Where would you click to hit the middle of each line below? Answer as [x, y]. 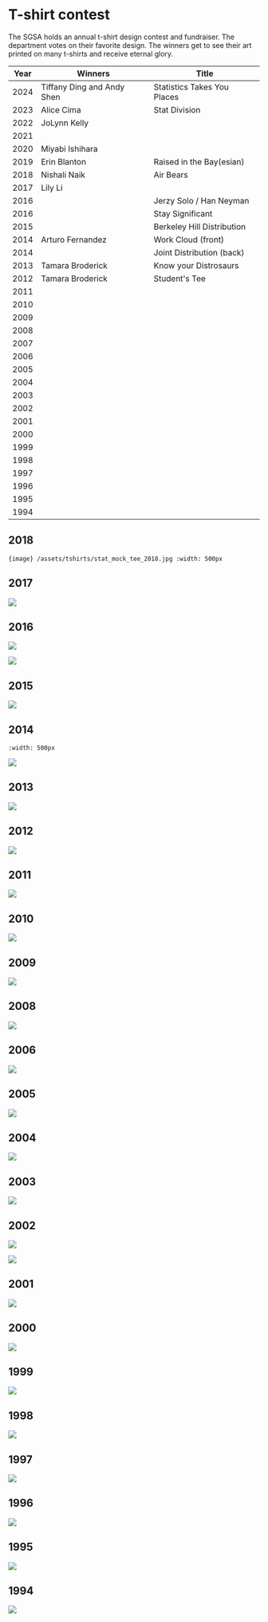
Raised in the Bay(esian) [199, 161]
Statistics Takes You [191, 87]
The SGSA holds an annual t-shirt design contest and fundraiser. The [122, 37]
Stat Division [177, 109]
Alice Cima [61, 109]
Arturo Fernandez [74, 239]
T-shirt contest [59, 15]
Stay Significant [183, 213]
